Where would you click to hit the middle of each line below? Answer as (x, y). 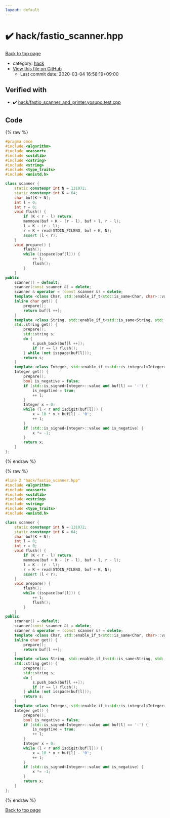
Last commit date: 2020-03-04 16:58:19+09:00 (69, 74)
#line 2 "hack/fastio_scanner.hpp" (43, 480)
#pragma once (19, 142)
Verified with (26, 90)
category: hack (28, 63)
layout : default (22, 10)
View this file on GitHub (37, 68)
